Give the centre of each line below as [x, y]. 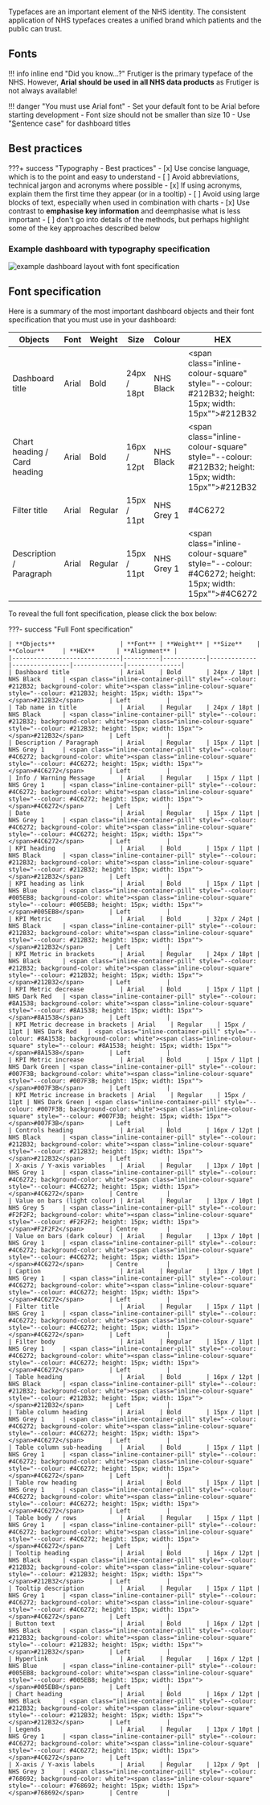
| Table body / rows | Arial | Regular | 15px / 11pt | [135, 1517]
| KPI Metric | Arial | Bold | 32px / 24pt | [135, 919]
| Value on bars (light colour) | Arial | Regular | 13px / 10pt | [135, 1201]
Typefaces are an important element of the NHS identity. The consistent [127, 12]
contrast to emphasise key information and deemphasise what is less [125, 211]
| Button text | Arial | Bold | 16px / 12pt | [135, 1623]
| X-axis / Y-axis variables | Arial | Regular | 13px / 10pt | [135, 1165]
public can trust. [35, 29]
